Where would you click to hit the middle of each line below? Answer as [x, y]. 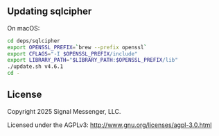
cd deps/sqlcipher [34, 41]
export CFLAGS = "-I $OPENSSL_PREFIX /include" [72, 54]
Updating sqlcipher [50, 11]
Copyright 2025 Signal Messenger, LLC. [64, 111]
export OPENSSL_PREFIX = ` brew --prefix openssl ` [77, 47]
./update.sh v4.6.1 [35, 67]
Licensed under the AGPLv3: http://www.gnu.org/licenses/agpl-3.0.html [109, 125]
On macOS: [24, 28]
